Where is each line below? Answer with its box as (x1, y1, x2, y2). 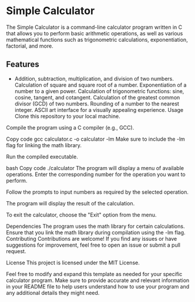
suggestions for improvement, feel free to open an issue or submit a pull (6, 241, 181, 248)
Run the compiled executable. (6, 153, 78, 160)
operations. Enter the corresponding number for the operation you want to (6, 171, 186, 178)
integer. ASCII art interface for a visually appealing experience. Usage (14, 106, 184, 113)
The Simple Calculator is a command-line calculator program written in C (6, 24, 183, 31)
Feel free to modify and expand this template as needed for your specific (6, 270, 183, 277)
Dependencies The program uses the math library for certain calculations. (6, 223, 185, 230)
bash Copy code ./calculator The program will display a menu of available (6, 164, 184, 171)
